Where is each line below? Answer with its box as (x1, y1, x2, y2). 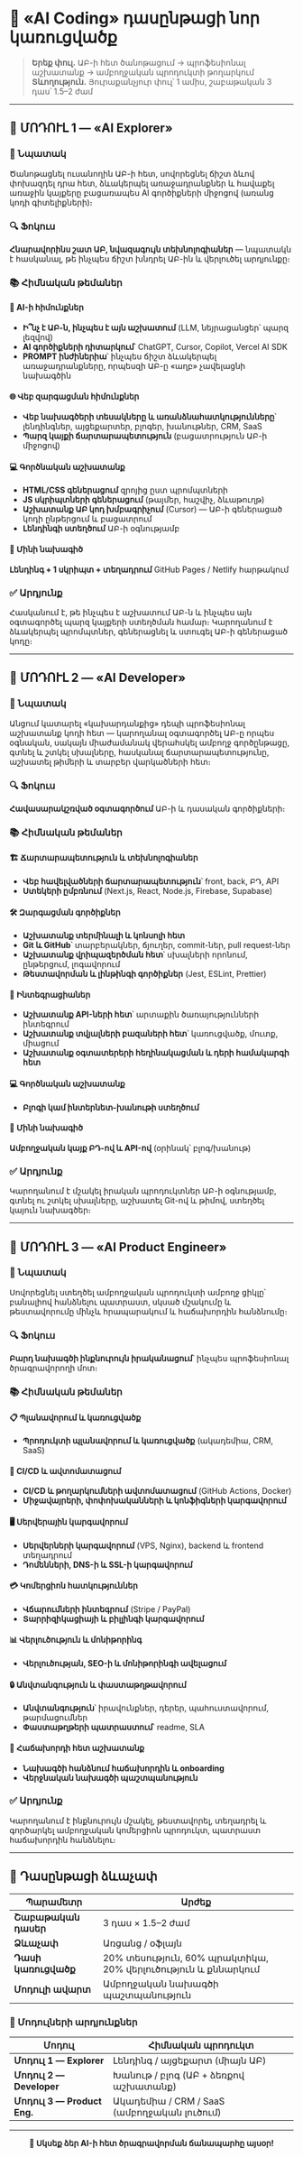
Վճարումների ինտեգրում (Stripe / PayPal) (22, 1603, 191, 1614)
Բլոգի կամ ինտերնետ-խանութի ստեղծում (22, 1102, 200, 1112)
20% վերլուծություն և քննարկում (102, 1962, 261, 1975)
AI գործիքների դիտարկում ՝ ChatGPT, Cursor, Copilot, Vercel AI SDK (22, 342, 289, 353)
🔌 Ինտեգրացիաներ (9, 989, 91, 1000)
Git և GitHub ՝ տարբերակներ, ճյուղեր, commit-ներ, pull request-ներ (22, 940, 291, 951)
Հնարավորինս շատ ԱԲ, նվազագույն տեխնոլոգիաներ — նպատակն (9, 244, 291, 254)
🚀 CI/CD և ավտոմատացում (9, 1465, 122, 1476)
